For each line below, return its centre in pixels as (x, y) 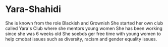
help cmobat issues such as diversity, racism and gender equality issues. (81, 39)
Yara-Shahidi (33, 9)
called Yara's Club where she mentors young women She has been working (84, 28)
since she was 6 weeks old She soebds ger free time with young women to (83, 33)
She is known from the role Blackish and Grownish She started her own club (84, 23)
